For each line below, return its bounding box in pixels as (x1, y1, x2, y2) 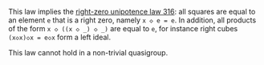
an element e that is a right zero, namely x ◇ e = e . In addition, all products (8, 15, 257, 25)
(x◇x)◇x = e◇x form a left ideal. (8, 32, 111, 42)
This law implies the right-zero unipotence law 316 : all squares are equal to (8, 7, 256, 16)
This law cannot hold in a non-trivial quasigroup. (8, 48, 169, 57)
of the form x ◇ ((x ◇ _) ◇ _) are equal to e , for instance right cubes (8, 24, 238, 33)
